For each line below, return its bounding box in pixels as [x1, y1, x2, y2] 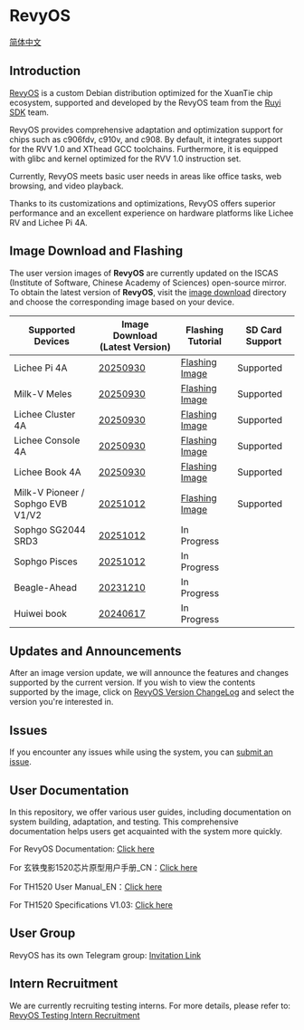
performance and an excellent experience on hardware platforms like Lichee [9, 207, 294, 218]
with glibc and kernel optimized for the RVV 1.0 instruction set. [9, 153, 242, 164]
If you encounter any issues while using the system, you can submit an [9, 746, 273, 757]
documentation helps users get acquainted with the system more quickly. [9, 826, 283, 836]
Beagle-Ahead [14, 581, 78, 593]
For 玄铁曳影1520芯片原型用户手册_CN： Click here [9, 862, 198, 872]
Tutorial [187, 334, 222, 347]
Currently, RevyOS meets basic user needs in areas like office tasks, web [9, 170, 282, 181]
